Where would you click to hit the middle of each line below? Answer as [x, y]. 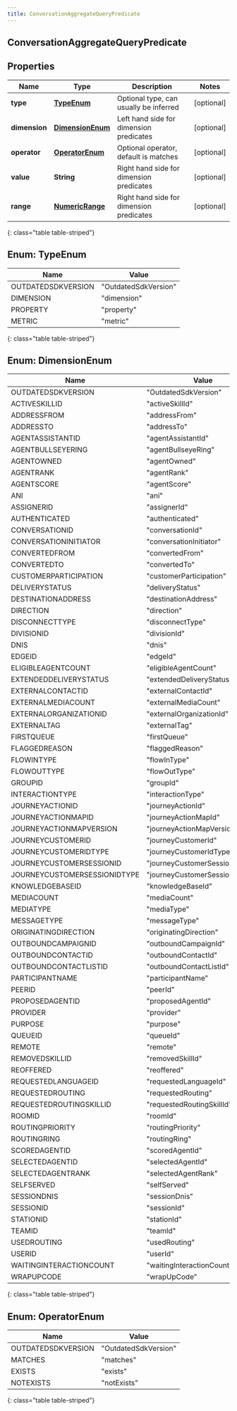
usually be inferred [148, 107]
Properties [31, 67]
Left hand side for [146, 119]
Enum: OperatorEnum [56, 1317]
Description [152, 86]
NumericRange [80, 206]
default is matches [147, 156]
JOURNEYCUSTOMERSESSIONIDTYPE [75, 875]
